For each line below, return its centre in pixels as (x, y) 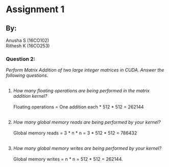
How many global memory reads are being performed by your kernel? (87, 122)
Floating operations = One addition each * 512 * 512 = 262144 (79, 107)
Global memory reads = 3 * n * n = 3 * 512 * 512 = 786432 (75, 133)
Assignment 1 (35, 9)
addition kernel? (30, 96)
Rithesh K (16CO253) (28, 46)
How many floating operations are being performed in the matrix (81, 91)
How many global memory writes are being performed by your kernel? (87, 148)
